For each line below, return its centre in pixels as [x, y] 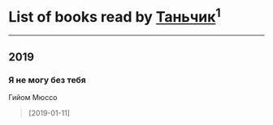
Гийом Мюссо [33, 97]
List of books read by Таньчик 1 [115, 16]
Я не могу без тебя [48, 80]
